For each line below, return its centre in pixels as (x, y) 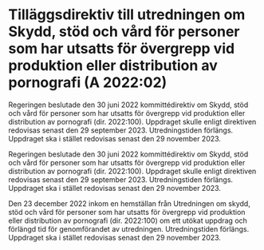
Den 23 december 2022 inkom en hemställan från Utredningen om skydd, (130, 203)
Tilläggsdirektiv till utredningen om (127, 15)
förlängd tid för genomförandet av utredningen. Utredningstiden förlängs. (129, 228)
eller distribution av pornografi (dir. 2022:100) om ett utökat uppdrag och (128, 220)
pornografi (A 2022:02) (88, 83)
